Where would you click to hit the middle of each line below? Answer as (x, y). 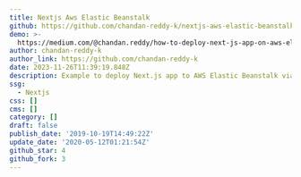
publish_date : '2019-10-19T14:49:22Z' (82, 134)
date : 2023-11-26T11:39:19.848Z (69, 68)
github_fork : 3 (38, 159)
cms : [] (24, 109)
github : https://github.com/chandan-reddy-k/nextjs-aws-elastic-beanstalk (152, 26)
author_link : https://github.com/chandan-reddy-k (104, 59)
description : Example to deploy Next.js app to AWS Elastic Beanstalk (144, 76)
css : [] (24, 101)
